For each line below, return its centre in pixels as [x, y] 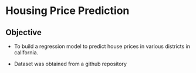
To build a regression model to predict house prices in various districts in [102, 46]
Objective [24, 32]
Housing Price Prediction [67, 11]
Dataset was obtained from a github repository [70, 64]
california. [26, 53]
